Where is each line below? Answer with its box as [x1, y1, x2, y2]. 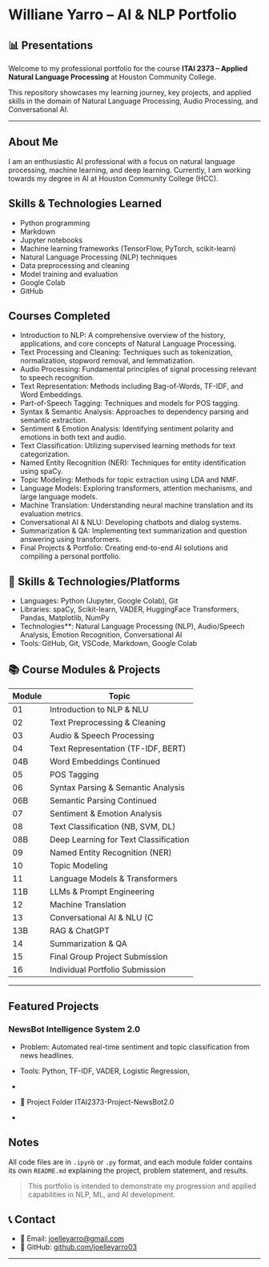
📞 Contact [8, 1213, 56, 1226]
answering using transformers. [19, 535, 122, 544]
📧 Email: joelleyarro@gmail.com [19, 1234, 125, 1244]
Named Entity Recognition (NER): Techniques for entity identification [19, 458, 247, 467]
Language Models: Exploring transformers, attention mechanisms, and [19, 483, 252, 493]
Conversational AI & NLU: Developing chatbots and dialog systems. [19, 518, 242, 527]
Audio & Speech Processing [49, 730, 155, 741]
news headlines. [19, 1050, 74, 1060]
